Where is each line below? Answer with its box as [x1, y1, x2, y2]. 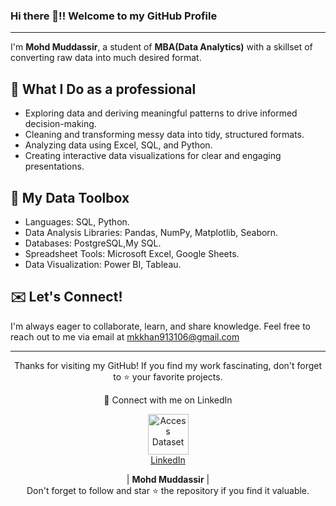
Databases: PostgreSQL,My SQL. [24, 237, 162, 249]
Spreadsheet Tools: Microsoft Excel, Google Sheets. [24, 247, 240, 259]
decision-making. [24, 118, 97, 130]
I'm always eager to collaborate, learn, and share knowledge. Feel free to [10, 320, 311, 332]
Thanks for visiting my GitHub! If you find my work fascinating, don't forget [13, 359, 323, 371]
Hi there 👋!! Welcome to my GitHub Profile [10, 9, 218, 23]
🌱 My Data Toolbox [10, 189, 130, 206]
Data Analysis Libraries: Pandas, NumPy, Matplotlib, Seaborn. [24, 226, 279, 238]
